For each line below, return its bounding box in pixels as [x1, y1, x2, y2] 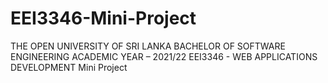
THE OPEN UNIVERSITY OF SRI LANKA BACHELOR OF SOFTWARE [10, 40, 286, 52]
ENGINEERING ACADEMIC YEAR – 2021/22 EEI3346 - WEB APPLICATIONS [10, 50, 318, 62]
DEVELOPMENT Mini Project [10, 61, 128, 73]
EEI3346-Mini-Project [10, 7, 197, 30]
